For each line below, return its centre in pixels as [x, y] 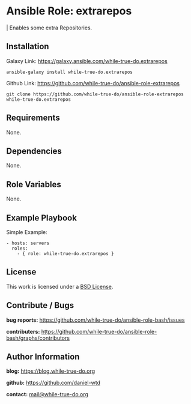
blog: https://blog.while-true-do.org [51, 371]
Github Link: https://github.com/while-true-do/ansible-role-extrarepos [93, 83]
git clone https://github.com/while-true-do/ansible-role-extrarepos [95, 94]
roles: [20, 249]
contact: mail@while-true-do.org [47, 394]
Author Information [43, 357]
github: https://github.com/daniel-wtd [53, 383]
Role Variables [34, 184]
